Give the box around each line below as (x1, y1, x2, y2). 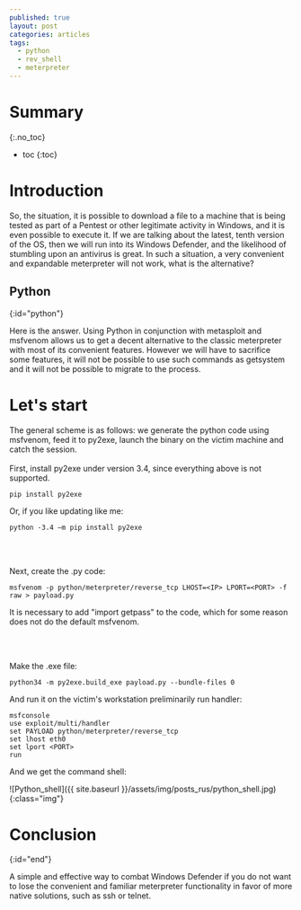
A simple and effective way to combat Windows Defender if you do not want (9, 871, 292, 882)
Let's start (9, 394, 88, 415)
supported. (9, 473, 50, 483)
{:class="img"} (9, 792, 65, 804)
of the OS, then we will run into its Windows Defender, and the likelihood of (9, 239, 287, 250)
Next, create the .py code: (9, 565, 106, 576)
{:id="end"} (9, 854, 52, 865)
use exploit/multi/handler (9, 719, 111, 728)
